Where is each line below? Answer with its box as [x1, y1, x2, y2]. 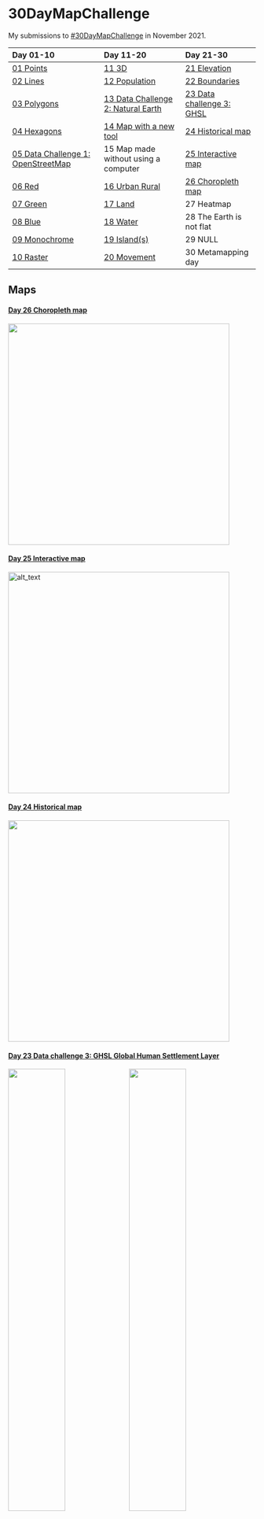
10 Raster [12, 251, 49, 262]
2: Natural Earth [103, 103, 163, 114]
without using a [103, 153, 161, 164]
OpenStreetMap [12, 158, 71, 169]
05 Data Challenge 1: [12, 148, 90, 159]
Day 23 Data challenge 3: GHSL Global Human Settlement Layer [8, 1051, 220, 1060]
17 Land [103, 198, 135, 209]
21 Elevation [185, 62, 232, 73]
